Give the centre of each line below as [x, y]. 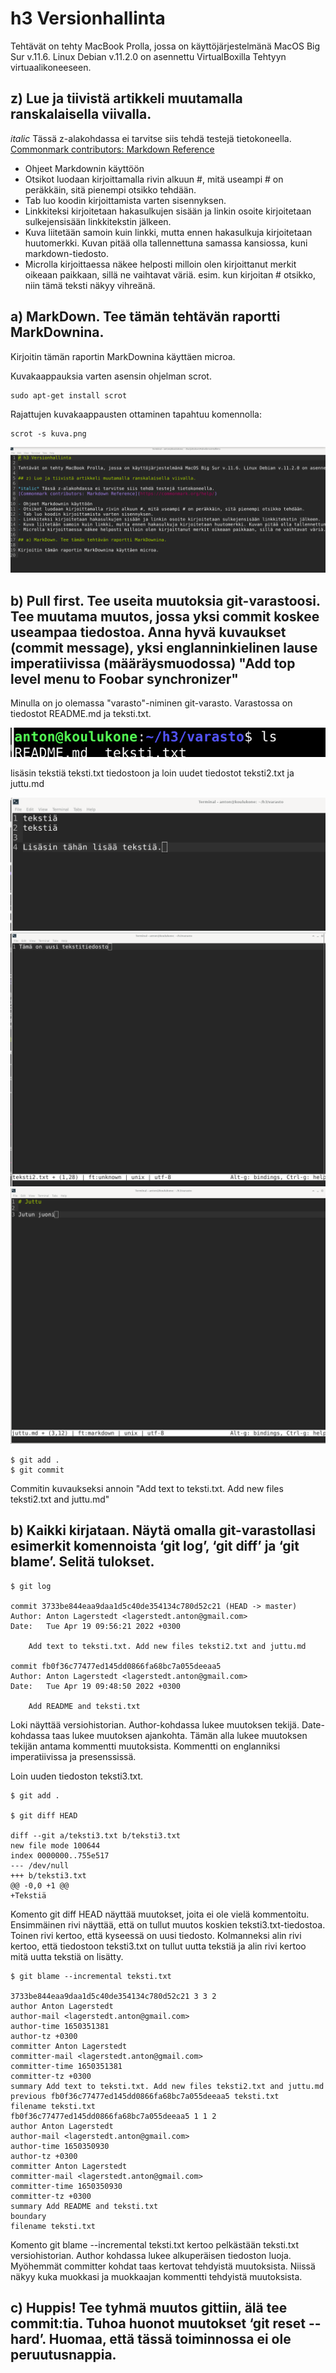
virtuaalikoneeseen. [51, 67]
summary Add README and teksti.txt [84, 2206]
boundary [28, 2216]
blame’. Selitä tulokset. [82, 1562]
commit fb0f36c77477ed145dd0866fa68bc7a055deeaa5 [116, 1666]
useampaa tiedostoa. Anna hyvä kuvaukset [148, 632]
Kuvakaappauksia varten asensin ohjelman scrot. [111, 376]
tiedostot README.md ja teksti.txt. [81, 714]
